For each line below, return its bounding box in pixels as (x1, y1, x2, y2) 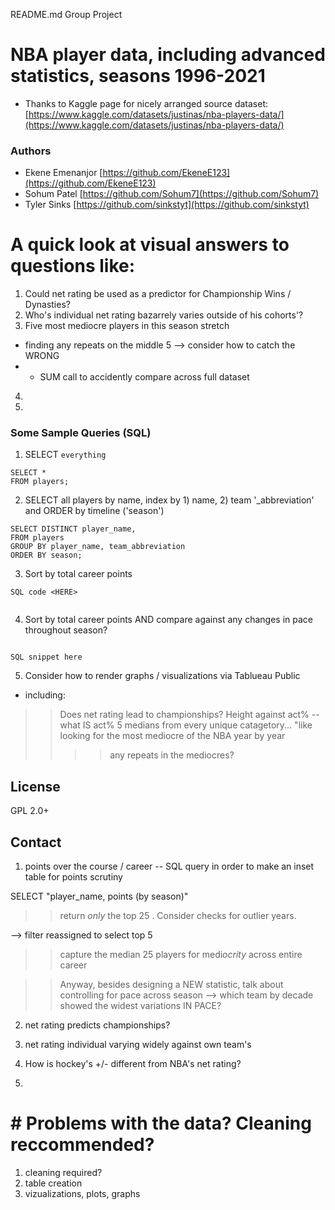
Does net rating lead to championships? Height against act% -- (59, 709, 320, 721)
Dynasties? (24, 299, 71, 311)
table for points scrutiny (24, 871, 123, 883)
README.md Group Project (10, 9, 123, 20)
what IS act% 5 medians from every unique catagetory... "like (59, 719, 313, 731)
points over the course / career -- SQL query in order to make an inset (24, 860, 315, 873)
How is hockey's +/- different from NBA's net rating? (24, 1058, 242, 1070)
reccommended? (10, 1134, 155, 1156)
